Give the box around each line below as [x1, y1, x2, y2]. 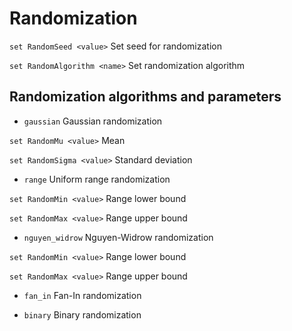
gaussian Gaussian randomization [23, 115, 163, 127]
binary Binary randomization [23, 308, 142, 321]
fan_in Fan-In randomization [23, 289, 142, 301]
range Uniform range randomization [23, 173, 171, 185]
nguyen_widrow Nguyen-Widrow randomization [23, 231, 214, 243]
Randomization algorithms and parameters [9, 88, 282, 106]
